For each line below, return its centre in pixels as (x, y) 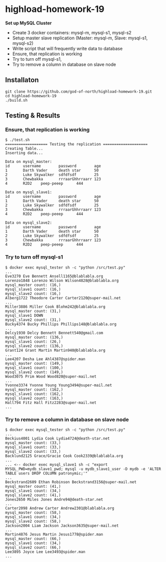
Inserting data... (24, 153)
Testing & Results (33, 116)
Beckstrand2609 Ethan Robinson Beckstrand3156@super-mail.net (71, 482)
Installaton (22, 80)
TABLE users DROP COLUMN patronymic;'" (46, 474)
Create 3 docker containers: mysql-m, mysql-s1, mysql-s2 (72, 32)
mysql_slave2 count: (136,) (34, 346)
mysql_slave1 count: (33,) (33, 447)
